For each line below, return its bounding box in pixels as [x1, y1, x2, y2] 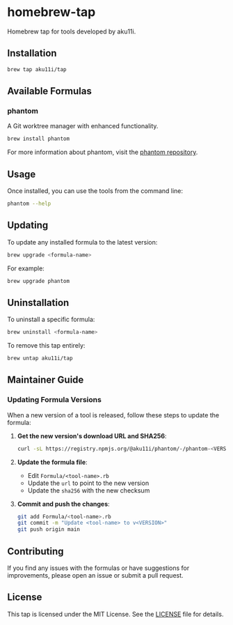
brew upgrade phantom [7, 277, 70, 284]
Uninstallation [7, 297, 70, 309]
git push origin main [17, 526, 80, 533]
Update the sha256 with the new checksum [27, 486, 150, 495]
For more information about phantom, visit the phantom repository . [7, 148, 198, 157]
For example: [7, 264, 45, 272]
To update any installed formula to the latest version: [7, 238, 158, 246]
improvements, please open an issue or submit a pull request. [7, 571, 184, 579]
